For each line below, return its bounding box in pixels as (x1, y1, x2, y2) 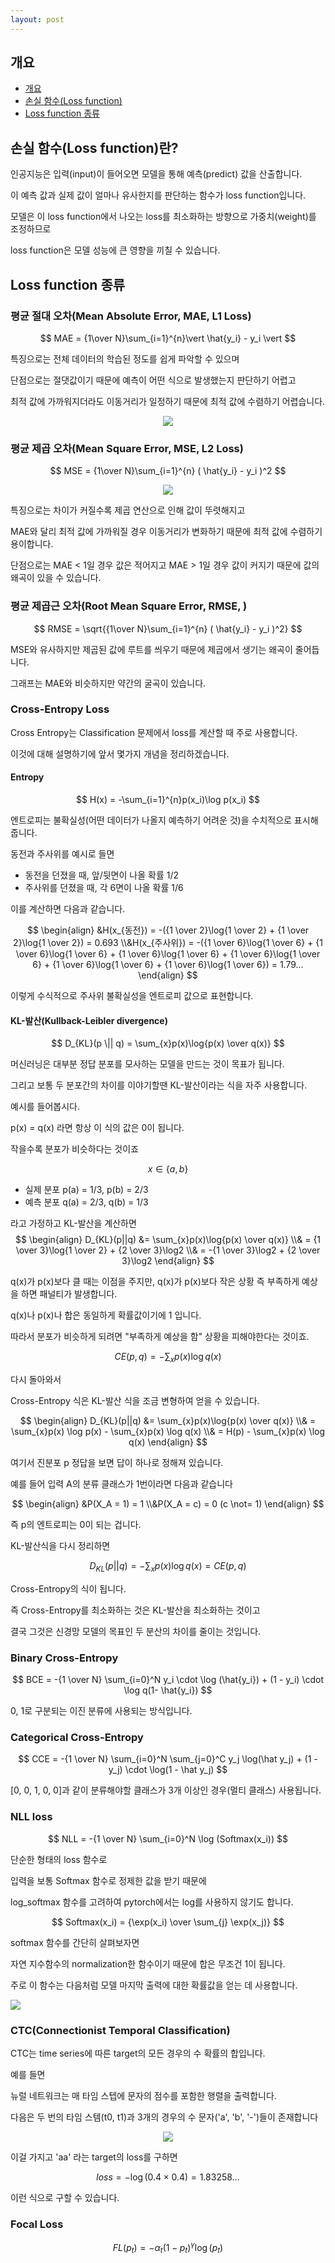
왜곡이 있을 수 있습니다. (10, 572, 102, 584)
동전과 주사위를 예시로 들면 (10, 848, 115, 860)
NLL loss (10, 1810, 53, 1824)
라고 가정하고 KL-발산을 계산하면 (10, 1217, 137, 1230)
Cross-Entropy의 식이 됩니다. (10, 1582, 127, 1595)
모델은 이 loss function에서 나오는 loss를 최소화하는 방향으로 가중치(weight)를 (10, 211, 317, 223)
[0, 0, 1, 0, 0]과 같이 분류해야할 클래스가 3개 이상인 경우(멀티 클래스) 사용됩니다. (10, 1784, 322, 1796)
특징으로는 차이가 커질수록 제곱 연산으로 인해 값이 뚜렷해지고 (10, 504, 246, 516)
